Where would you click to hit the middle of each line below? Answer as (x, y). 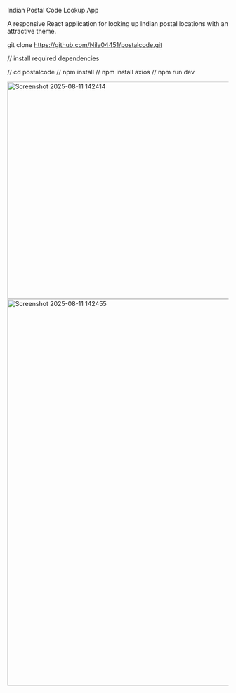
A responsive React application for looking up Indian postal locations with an (118, 24)
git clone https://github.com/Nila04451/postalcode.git (85, 45)
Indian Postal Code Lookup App (53, 10)
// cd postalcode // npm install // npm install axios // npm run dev (101, 72)
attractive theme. (32, 31)
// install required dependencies (53, 58)
